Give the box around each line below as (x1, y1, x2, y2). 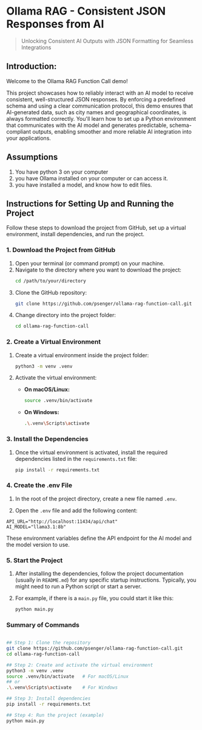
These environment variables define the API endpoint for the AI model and (6, 534, 192, 542)
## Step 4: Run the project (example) (6, 712, 104, 718)
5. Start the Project (6, 556, 63, 564)
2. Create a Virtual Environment (6, 338, 101, 346)
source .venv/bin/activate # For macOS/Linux (6, 673, 129, 680)
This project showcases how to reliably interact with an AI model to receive (6, 89, 194, 97)
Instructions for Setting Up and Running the (6, 199, 174, 209)
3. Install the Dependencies (6, 435, 89, 443)
